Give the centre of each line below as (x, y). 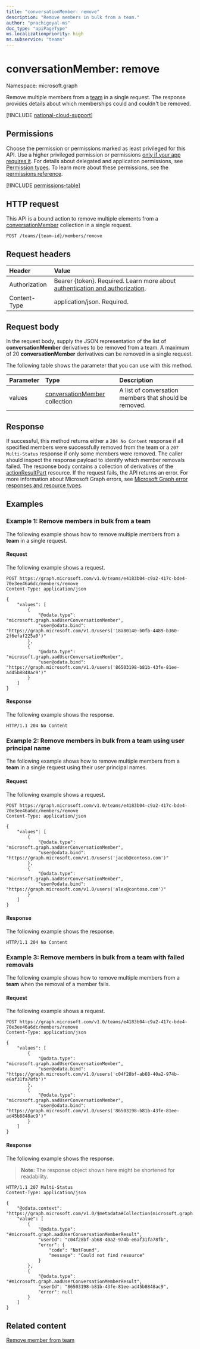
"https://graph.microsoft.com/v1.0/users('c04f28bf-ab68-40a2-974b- (93, 1074)
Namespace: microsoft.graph (42, 85)
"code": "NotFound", (74, 1250)
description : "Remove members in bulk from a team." (73, 17)
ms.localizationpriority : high (45, 34)
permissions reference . (35, 173)
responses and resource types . (44, 485)
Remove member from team (40, 1340)
